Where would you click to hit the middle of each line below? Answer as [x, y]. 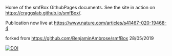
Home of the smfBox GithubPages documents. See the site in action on [80, 7]
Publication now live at [29, 23]
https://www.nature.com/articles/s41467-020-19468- [110, 23]
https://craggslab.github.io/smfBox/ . [44, 13]
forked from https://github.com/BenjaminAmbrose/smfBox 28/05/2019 [80, 38]
